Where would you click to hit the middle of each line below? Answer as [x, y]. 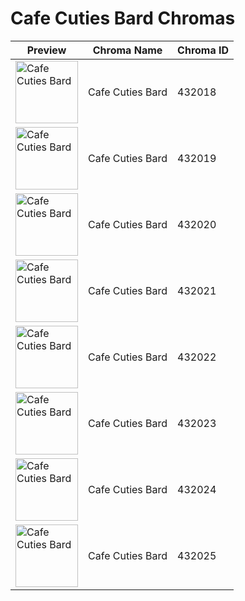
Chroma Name [127, 50]
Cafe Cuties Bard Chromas [123, 18]
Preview [46, 50]
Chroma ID [203, 50]
